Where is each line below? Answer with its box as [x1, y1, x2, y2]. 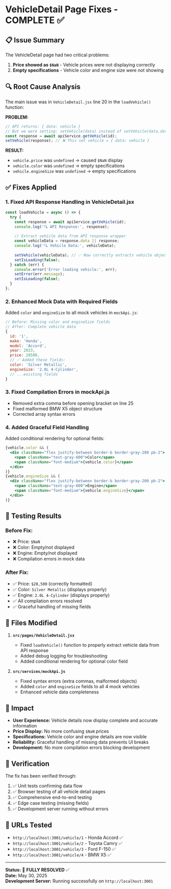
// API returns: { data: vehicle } [5, 124, 81, 129]
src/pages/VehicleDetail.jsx [12, 633, 75, 638]
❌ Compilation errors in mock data [12, 556, 85, 562]
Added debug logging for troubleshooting [20, 653, 108, 659]
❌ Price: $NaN [12, 539, 40, 545]
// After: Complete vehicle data [5, 324, 76, 330]
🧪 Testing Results [5, 512, 62, 521]
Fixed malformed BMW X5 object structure [12, 405, 103, 412]
